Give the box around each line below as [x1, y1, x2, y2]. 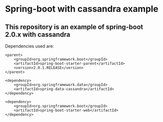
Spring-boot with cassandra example [5, 3, 159, 15]
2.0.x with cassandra [5, 30, 71, 38]
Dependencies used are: [5, 43, 54, 49]
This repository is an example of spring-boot [5, 23, 144, 31]
